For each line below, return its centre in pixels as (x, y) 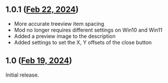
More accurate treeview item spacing (59, 23)
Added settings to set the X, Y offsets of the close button (83, 42)
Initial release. (22, 75)
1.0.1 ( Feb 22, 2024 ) (42, 10)
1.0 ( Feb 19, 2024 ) (39, 61)
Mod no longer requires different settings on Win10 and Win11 (88, 30)
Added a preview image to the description (65, 36)
